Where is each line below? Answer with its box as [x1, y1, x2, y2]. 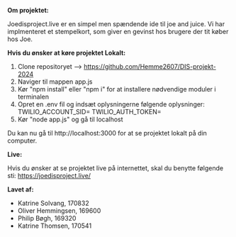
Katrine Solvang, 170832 [17, 199, 90, 207]
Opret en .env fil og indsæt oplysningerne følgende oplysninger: [17, 100, 206, 109]
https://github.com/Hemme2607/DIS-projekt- [84, 62, 216, 70]
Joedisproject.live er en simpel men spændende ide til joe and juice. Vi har [7, 20, 225, 28]
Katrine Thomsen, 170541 [17, 221, 92, 230]
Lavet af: [7, 185, 34, 194]
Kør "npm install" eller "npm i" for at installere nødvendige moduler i [17, 85, 216, 93]
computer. [7, 136, 38, 145]
